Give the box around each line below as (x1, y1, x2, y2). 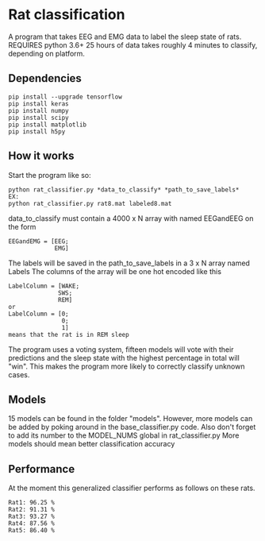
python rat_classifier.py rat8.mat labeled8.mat (8, 199, 172, 207)
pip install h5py (8, 127, 66, 136)
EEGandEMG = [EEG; (8, 237, 69, 245)
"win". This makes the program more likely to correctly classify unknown (8, 361, 245, 371)
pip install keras (8, 99, 69, 108)
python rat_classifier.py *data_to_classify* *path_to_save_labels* (8, 185, 240, 194)
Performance (8, 462, 75, 476)
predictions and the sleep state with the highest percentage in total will (8, 353, 240, 362)
